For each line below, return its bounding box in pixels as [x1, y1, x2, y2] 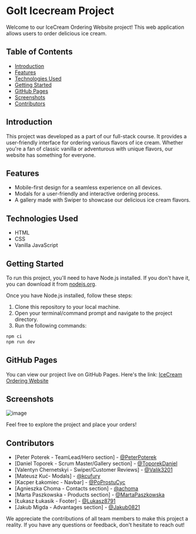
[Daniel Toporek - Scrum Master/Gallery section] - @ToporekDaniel [14, 460, 178, 467]
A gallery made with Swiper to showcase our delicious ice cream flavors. [14, 196, 191, 203]
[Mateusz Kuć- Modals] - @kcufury [14, 472, 101, 480]
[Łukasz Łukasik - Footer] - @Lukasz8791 [14, 498, 116, 505]
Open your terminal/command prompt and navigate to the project [14, 310, 173, 316]
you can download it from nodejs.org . [6, 281, 97, 288]
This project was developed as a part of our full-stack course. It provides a [6, 132, 187, 139]
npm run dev [6, 339, 35, 345]
